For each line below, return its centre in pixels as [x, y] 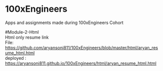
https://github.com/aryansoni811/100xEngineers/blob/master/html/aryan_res [81, 47]
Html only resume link [27, 37]
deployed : [16, 58]
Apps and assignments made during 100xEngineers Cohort [64, 23]
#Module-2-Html [22, 32]
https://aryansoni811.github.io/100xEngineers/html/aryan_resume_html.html [81, 63]
